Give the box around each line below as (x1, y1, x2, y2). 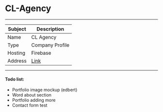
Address (7, 57, 27, 64)
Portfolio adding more (12, 97, 56, 103)
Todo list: (5, 76, 24, 82)
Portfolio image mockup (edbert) (12, 87, 78, 93)
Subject (8, 25, 27, 32)
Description (36, 25, 65, 32)
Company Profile (31, 42, 69, 48)
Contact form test (12, 102, 48, 108)
